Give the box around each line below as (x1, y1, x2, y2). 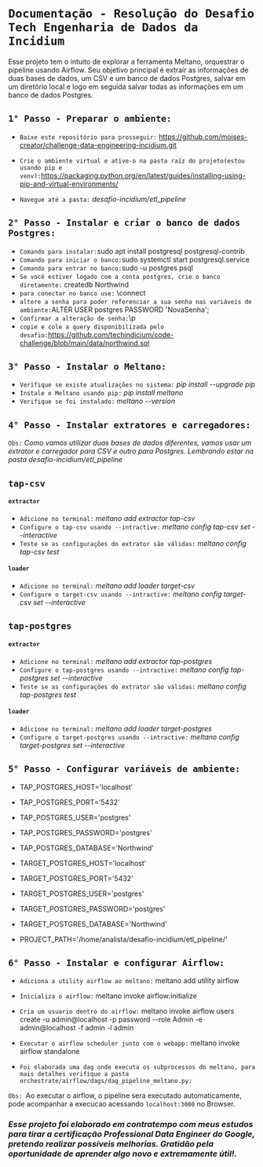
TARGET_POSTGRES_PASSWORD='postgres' (19, 904, 166, 913)
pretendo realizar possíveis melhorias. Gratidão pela (8, 1139, 214, 1150)
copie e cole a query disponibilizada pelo (19, 323, 165, 331)
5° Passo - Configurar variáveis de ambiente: (8, 763, 241, 775)
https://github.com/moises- (158, 132, 248, 141)
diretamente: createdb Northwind (19, 280, 130, 289)
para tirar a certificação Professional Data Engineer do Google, (8, 1128, 255, 1139)
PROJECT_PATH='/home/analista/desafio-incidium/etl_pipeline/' (19, 934, 228, 944)
